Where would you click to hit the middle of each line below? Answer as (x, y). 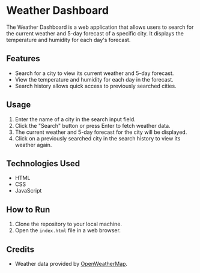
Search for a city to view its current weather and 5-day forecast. (94, 73)
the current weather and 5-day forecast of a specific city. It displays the (95, 33)
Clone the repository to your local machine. (68, 224)
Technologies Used (43, 163)
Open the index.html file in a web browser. (68, 230)
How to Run (28, 210)
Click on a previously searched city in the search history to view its (98, 138)
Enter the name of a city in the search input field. (75, 119)
